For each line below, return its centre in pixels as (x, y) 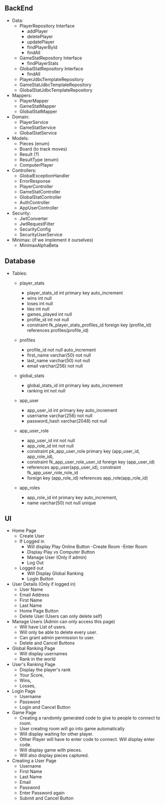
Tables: (20, 273)
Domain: (21, 117)
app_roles (30, 488)
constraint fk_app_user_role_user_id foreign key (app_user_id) (91, 462)
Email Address (34, 595)
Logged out (31, 568)
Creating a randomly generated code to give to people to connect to (90, 718)
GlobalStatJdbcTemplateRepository (56, 90)
